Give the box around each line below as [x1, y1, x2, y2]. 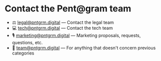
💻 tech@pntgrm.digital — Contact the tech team [12, 25, 113, 31]
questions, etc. [12, 39, 43, 45]
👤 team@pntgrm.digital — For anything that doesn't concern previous [12, 45, 156, 51]
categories [12, 50, 35, 56]
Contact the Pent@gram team [5, 3, 131, 14]
